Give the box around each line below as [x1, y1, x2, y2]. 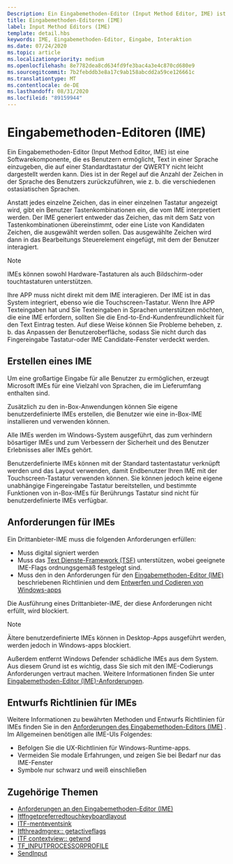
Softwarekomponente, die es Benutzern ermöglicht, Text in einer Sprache [7, 155, 218, 163]
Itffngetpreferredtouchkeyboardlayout [17, 812, 127, 821]
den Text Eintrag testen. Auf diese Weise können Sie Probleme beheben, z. [7, 320, 223, 329]
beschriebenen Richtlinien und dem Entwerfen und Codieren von [17, 578, 204, 586]
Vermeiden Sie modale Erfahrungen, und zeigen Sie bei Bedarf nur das [17, 751, 221, 759]
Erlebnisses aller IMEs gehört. [7, 445, 93, 454]
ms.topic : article [7, 50, 61, 57]
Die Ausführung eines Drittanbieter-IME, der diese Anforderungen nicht [7, 599, 212, 607]
